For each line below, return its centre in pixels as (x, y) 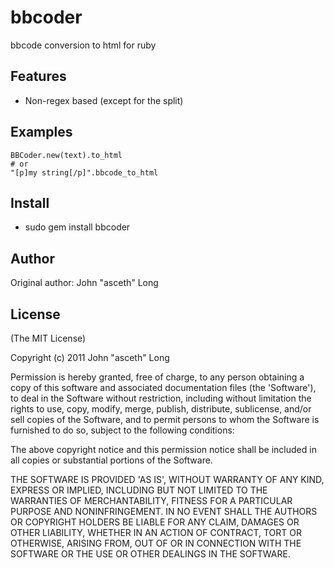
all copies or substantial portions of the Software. (111, 460)
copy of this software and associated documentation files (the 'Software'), (163, 387)
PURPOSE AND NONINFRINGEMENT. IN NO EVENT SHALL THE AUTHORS (164, 511)
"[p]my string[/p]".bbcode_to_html (84, 172)
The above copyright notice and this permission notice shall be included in (163, 449)
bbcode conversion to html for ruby (83, 45)
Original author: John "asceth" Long (84, 283)
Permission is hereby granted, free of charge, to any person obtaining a (157, 377)
